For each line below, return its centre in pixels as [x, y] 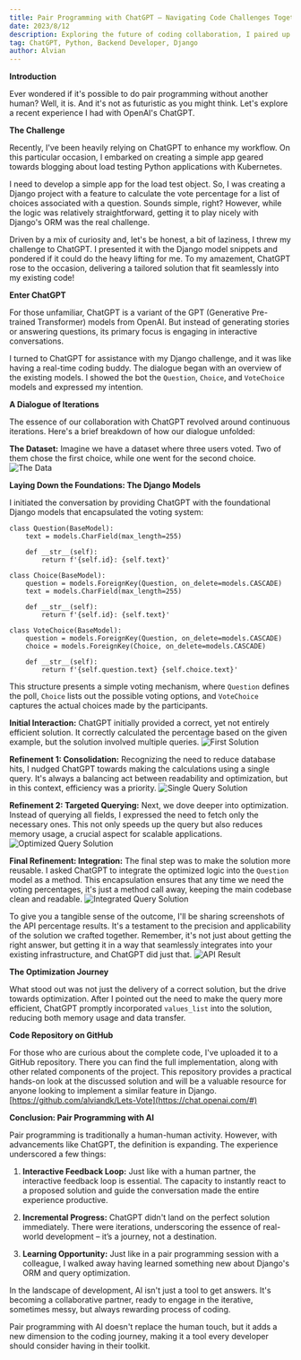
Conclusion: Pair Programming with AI [82, 1118]
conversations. [37, 341]
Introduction [33, 76]
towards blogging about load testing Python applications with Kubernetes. [146, 167]
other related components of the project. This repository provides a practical [150, 1072]
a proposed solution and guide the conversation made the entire [141, 1190]
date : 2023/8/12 [39, 26]
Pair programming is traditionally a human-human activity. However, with [143, 1135]
